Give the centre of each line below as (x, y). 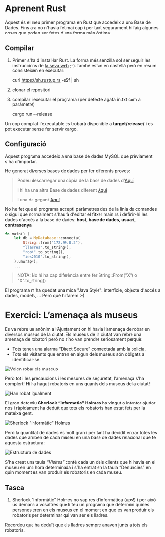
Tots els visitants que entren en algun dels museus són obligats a (78, 354)
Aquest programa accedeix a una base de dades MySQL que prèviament (79, 156)
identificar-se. (26, 359)
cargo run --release (32, 114)
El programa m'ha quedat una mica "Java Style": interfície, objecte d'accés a (83, 290)
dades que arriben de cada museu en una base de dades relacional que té (81, 437)
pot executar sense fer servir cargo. (41, 129)
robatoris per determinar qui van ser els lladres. (61, 515)
